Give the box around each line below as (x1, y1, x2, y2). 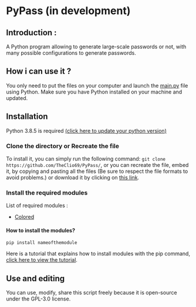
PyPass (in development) (6, 4, 131, 18)
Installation (6, 112, 48, 122)
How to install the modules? (6, 226, 75, 233)
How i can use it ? (6, 66, 72, 76)
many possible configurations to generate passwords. (6, 49, 137, 56)
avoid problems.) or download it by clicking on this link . (6, 173, 140, 181)
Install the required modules (6, 188, 88, 196)
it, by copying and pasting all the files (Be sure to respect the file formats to (6, 168, 188, 175)
